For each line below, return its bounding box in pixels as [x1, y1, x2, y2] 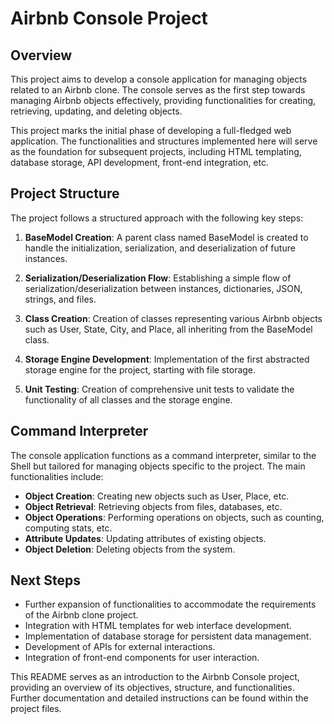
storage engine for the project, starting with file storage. [24, 363, 257, 376]
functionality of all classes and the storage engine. [24, 393, 233, 406]
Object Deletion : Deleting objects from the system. [24, 543, 236, 555]
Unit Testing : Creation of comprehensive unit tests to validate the [24, 383, 295, 395]
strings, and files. [24, 293, 97, 305]
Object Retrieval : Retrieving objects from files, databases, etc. [24, 500, 283, 512]
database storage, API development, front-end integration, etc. [10, 157, 270, 168]
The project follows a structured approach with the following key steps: [10, 212, 304, 224]
